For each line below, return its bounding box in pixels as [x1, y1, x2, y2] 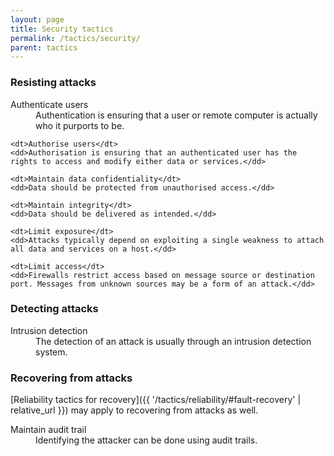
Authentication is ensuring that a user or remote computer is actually [35, 109, 318, 121]
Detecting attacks [10, 302, 99, 316]
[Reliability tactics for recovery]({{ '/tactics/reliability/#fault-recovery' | [10, 394, 302, 406]
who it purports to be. [35, 119, 125, 131]
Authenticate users [10, 98, 89, 110]
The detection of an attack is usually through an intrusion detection [35, 335, 312, 347]
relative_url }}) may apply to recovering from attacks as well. [10, 404, 259, 416]
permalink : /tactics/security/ [10, 33, 141, 43]
